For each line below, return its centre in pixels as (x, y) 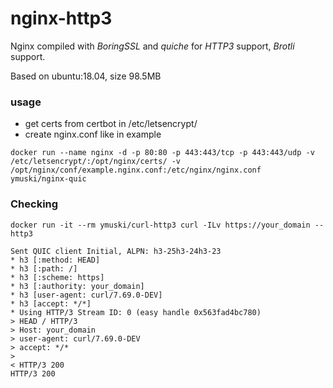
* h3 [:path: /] (44, 268)
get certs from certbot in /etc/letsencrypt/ (111, 124)
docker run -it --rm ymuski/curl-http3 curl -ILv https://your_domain (160, 225)
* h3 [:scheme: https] (57, 277)
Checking (34, 204)
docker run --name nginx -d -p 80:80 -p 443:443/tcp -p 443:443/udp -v (162, 153)
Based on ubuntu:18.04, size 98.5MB (86, 76)
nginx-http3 (61, 18)
